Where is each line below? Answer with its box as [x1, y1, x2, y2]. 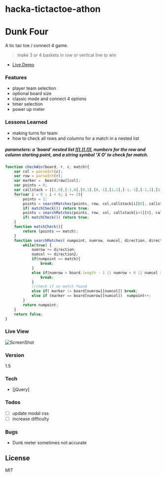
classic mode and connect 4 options [12, 96, 86, 102]
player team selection [12, 85, 56, 91]
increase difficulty [12, 416, 49, 422]
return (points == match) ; [23, 229, 79, 234]
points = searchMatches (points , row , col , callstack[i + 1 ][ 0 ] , [23, 211, 154, 215]
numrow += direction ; [31, 247, 77, 252]
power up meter [12, 106, 45, 112]
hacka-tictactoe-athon [5, 3, 101, 15]
